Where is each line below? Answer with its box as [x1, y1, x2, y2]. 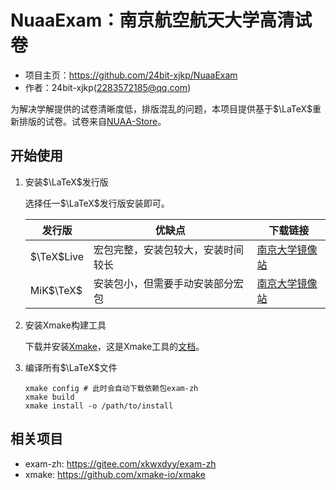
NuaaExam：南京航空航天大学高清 [10, 9, 295, 32]
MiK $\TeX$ [29, 283, 83, 297]
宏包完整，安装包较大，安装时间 [93, 242, 245, 256]
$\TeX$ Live [29, 249, 85, 263]
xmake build [24, 392, 75, 402]
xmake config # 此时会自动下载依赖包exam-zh [24, 383, 199, 393]
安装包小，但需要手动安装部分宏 [93, 276, 245, 290]
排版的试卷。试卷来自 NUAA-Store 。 [18, 115, 167, 127]
